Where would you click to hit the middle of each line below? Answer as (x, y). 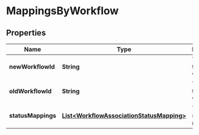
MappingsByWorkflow (62, 11)
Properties (26, 33)
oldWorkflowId (31, 91)
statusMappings (33, 115)
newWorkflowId (32, 67)
